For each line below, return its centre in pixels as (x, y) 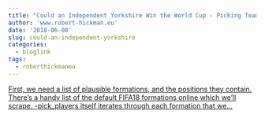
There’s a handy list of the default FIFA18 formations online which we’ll (122, 97)
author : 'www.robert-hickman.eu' (63, 23)
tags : (17, 60)
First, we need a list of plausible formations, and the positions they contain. (130, 89)
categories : (28, 45)
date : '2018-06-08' (40, 30)
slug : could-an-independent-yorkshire (72, 37)
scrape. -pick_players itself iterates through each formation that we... (120, 105)
